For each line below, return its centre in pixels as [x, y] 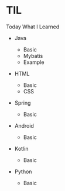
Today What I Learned [33, 27]
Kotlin [21, 148]
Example [34, 62]
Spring [23, 103]
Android [24, 125]
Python [23, 171]
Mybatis [33, 56]
